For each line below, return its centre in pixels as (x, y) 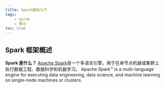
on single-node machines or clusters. (44, 80)
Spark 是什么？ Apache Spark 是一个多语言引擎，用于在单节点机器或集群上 (82, 62)
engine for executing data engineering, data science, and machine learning (83, 74)
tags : (11, 14)
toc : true (16, 28)
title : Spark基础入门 (26, 10)
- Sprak (22, 19)
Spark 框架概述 (29, 50)
